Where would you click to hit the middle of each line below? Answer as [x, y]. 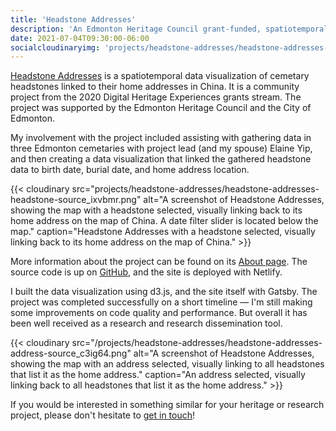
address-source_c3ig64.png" [71, 353]
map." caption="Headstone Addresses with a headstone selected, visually [163, 232]
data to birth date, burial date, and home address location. [130, 170]
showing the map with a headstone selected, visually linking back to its [156, 210]
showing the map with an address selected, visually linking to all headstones [167, 364]
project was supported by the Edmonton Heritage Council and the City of [161, 108]
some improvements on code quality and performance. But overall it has [159, 313]
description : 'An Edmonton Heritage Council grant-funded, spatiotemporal [169, 29]
